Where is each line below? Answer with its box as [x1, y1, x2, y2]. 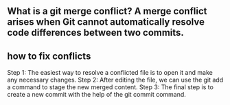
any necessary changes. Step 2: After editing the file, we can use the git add [7, 75, 224, 84]
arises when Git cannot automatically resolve [7, 16, 205, 28]
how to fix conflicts [7, 50, 91, 62]
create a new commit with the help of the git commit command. [7, 91, 187, 99]
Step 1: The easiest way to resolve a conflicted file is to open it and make [7, 69, 213, 77]
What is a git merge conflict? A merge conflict [7, 5, 207, 17]
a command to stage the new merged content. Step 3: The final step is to [7, 83, 214, 91]
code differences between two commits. [7, 27, 184, 38]
